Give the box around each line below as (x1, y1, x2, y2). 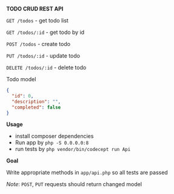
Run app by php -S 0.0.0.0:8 (15, 139, 89, 146)
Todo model (6, 76, 36, 82)
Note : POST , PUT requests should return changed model (6, 181, 142, 188)
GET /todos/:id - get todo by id (6, 28, 85, 36)
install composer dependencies (15, 133, 94, 140)
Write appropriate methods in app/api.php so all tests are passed (6, 169, 168, 176)
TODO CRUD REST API (6, 5, 64, 12)
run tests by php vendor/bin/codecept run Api (15, 145, 131, 153)
